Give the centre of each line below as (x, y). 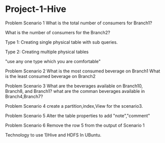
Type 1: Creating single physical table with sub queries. (62, 42)
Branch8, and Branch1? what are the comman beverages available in (75, 91)
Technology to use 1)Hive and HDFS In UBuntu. (53, 135)
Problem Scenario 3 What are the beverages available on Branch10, (74, 86)
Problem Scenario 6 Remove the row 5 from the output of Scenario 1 (75, 125)
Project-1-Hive (36, 9)
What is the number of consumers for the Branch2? (58, 32)
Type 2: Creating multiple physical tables (47, 52)
